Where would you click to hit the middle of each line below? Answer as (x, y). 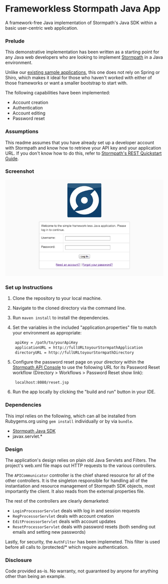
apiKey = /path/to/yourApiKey (46, 343)
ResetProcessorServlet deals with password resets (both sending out (84, 527)
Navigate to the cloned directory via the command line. (69, 308)
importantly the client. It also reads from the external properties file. (75, 491)
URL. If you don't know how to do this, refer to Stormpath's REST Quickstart (83, 153)
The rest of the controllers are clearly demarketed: (57, 501)
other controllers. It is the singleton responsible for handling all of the (76, 481)
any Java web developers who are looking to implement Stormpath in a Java (84, 57)
